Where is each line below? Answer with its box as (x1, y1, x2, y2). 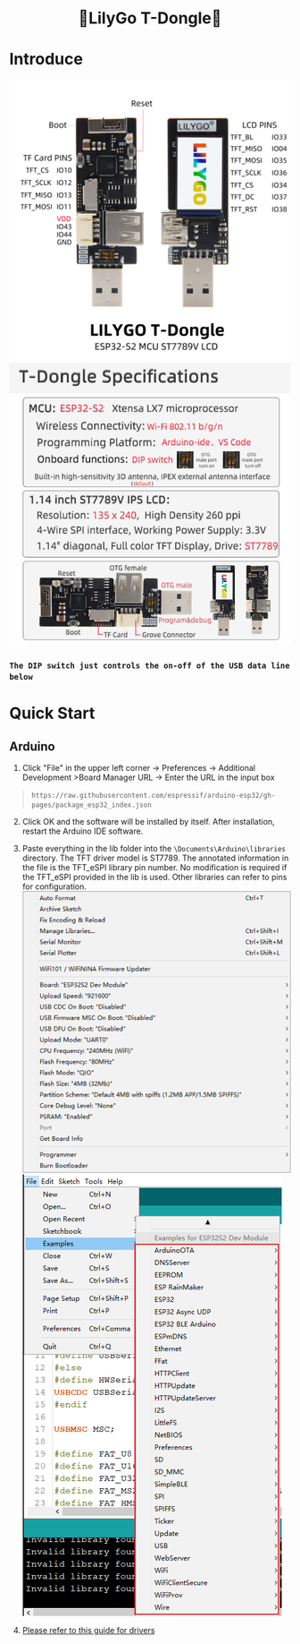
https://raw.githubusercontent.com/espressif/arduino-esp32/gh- (30, 792, 276, 801)
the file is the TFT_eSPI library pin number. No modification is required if (21, 862, 287, 873)
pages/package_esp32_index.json (30, 801, 152, 809)
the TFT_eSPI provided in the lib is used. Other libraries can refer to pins (21, 872, 287, 883)
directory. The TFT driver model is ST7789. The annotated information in (21, 852, 289, 863)
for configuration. (21, 881, 87, 892)
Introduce (9, 49, 83, 70)
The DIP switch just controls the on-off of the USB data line (9, 661, 290, 671)
